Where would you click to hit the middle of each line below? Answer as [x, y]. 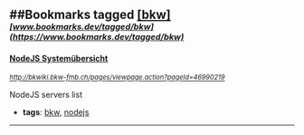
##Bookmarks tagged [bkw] [90, 15]
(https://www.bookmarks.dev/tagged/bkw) [97, 38]
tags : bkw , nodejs [56, 111]
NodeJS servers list [46, 94]
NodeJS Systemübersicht [59, 58]
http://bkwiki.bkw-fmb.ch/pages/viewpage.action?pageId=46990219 [117, 77]
